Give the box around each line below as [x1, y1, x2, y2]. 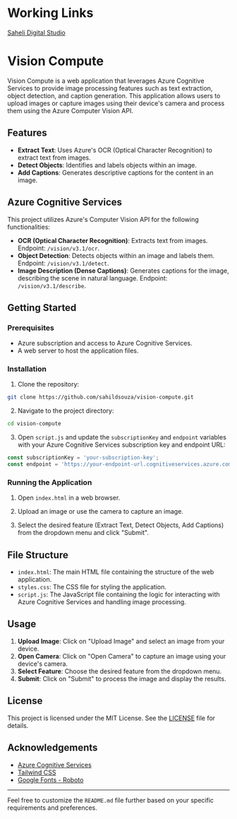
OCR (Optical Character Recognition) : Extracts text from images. [17, 236, 208, 244]
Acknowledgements [7, 742, 98, 754]
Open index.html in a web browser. [17, 493, 121, 502]
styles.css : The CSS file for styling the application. [17, 583, 167, 591]
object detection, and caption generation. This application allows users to [7, 91, 221, 100]
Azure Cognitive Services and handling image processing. [17, 598, 187, 606]
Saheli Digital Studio [7, 28, 66, 37]
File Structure [7, 549, 68, 561]
